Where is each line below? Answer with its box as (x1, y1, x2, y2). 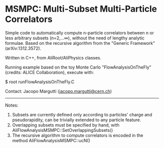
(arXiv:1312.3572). (5, 45, 41, 51)
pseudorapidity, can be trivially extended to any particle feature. (12, 117, 142, 123)
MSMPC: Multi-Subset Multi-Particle (5, 3, 157, 15)
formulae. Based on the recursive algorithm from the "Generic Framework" (5, 40, 155, 46)
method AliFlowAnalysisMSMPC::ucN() (12, 137, 90, 143)
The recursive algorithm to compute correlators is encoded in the (12, 132, 143, 138)
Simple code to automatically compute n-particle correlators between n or (5, 30, 154, 36)
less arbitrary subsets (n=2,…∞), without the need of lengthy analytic (5, 35, 145, 41)
